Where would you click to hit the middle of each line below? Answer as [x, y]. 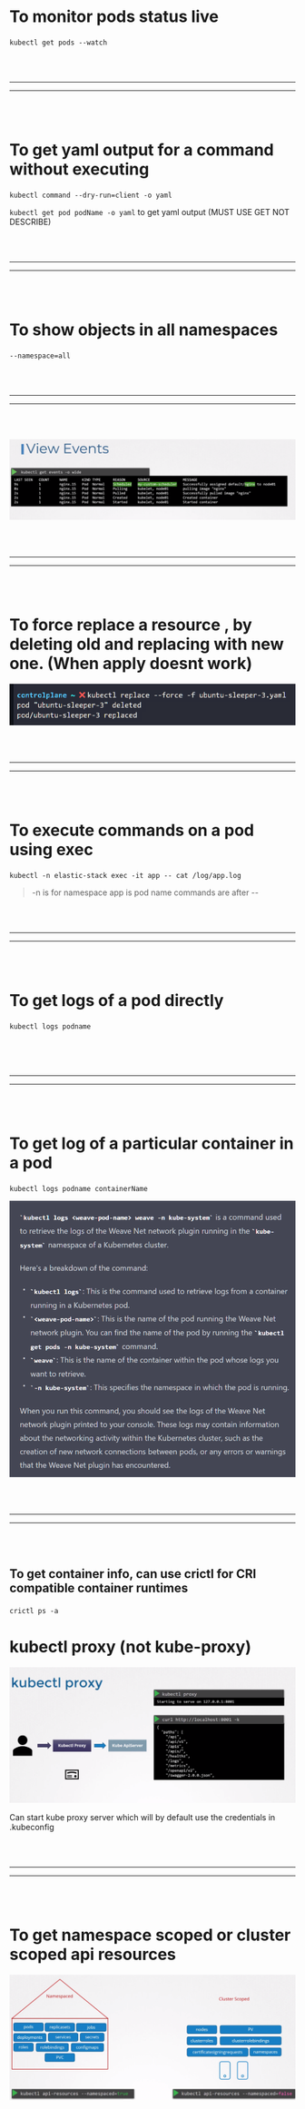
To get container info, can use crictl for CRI [133, 1574]
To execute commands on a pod [132, 830]
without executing [79, 169]
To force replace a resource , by [131, 625]
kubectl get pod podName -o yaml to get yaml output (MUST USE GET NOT [150, 212]
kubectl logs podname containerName [79, 1188]
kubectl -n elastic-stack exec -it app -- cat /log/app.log [126, 875]
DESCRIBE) [30, 222]
